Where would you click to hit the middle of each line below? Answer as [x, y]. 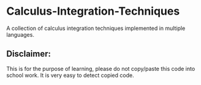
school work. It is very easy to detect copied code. [70, 75]
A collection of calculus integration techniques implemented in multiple [96, 28]
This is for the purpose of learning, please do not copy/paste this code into [101, 68]
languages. [21, 34]
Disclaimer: [28, 54]
